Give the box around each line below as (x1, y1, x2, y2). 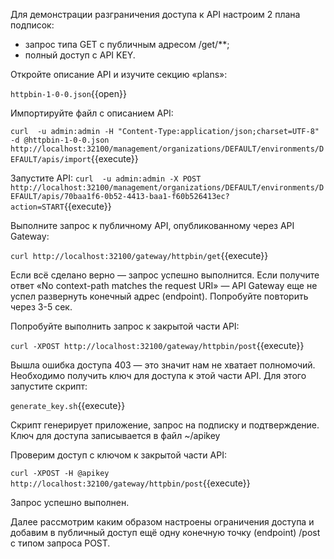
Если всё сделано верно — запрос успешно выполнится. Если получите (10, 269, 320, 281)
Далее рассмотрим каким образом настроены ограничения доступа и (10, 516, 315, 528)
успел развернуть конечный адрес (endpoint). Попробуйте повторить (10, 290, 309, 302)
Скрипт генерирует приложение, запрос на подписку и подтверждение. (10, 419, 320, 431)
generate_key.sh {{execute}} (10, 400, 126, 411)
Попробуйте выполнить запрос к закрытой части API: (10, 320, 240, 332)
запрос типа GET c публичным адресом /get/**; (24, 39, 230, 50)
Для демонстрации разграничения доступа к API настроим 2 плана (10, 9, 301, 20)
